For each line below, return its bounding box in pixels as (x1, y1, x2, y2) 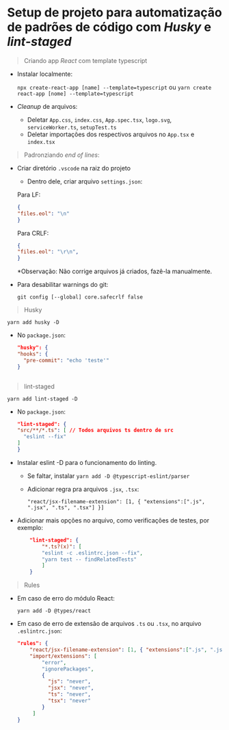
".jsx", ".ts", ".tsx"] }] (27, 504, 105, 511)
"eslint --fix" (23, 433, 67, 440)
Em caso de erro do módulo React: (16, 594, 115, 603)
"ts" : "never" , (47, 691, 91, 698)
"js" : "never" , (47, 678, 91, 685)
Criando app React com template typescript (23, 56, 148, 64)
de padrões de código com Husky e (7, 19, 212, 35)
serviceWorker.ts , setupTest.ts (27, 123, 118, 131)
